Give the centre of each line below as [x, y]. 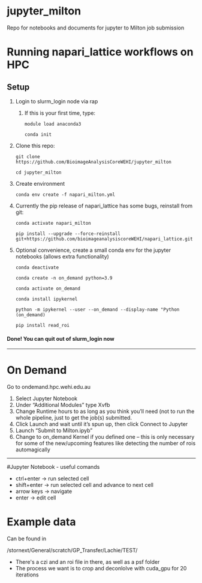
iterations [27, 575]
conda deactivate [37, 267]
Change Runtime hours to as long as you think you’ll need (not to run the [105, 411]
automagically [33, 450]
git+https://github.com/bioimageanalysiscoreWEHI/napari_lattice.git [104, 239]
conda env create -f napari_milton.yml [65, 194]
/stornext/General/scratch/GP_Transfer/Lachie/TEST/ [72, 551]
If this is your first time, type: [60, 113]
